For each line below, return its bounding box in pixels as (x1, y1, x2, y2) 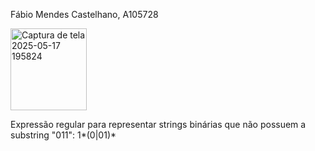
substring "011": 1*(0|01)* (10, 129, 117, 141)
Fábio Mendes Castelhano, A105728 (10, 9, 159, 20)
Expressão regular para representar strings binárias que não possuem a (10, 119, 307, 130)
